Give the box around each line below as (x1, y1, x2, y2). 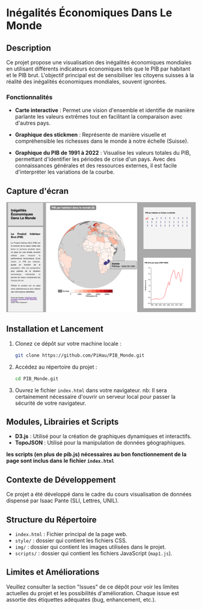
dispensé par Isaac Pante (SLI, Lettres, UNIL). (6, 497, 119, 504)
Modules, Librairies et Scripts (6, 416, 119, 427)
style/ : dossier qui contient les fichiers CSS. (14, 537, 127, 544)
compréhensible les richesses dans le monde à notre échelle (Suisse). (14, 137, 189, 145)
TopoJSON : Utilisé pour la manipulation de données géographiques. (14, 439, 186, 446)
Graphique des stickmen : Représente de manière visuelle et (14, 131, 167, 139)
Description (6, 43, 51, 53)
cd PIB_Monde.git (14, 375, 59, 382)
